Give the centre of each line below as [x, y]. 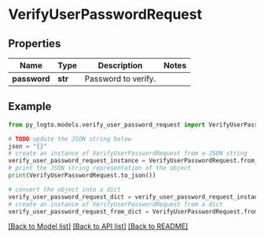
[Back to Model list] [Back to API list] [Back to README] [98, 226]
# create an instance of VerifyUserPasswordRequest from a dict [115, 204]
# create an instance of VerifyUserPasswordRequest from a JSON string [128, 154]
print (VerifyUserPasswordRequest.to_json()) [82, 176]
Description [120, 66]
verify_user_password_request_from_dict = [79, 211]
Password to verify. [120, 79]
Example [30, 106]
